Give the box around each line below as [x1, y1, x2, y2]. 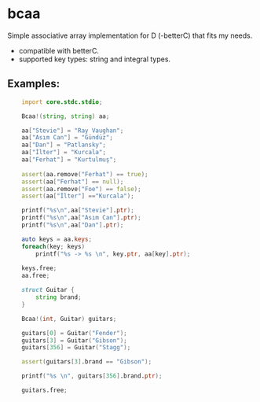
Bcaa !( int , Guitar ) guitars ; [21, 315, 117, 323]
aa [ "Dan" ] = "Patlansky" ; [21, 141, 107, 149]
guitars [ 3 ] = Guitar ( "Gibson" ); [21, 336, 127, 345]
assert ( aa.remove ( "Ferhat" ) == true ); [21, 170, 148, 178]
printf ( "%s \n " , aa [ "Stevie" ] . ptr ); [21, 206, 134, 215]
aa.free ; [21, 272, 50, 280]
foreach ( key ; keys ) [21, 242, 86, 250]
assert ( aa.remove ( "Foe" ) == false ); [21, 185, 142, 193]
